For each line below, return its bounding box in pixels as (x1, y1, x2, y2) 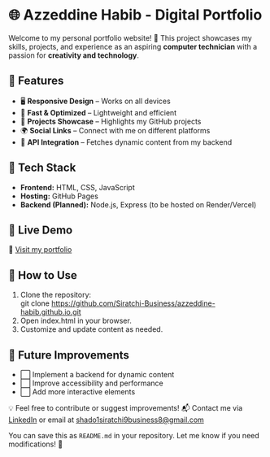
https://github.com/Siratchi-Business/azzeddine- (51, 298, 216, 308)
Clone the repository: (20, 290, 92, 300)
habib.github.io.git (20, 307, 81, 317)
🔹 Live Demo (8, 223, 73, 237)
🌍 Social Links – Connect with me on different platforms (20, 125, 211, 135)
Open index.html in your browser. (20, 316, 132, 326)
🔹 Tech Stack (8, 161, 76, 175)
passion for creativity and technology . (8, 50, 140, 60)
